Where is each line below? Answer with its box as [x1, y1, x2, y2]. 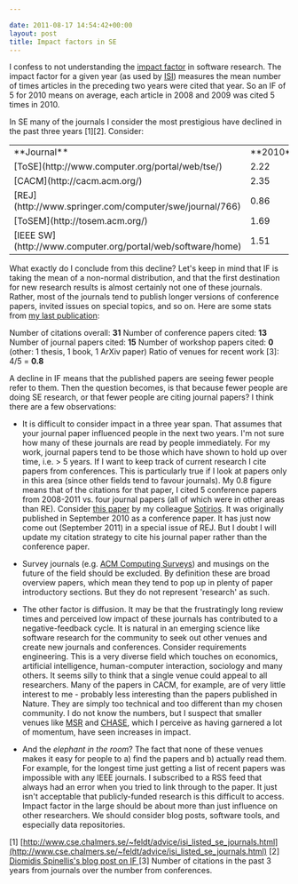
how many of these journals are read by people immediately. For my [21, 437, 271, 449]
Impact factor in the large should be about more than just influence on [21, 800, 278, 811]
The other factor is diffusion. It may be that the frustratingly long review [21, 604, 284, 615]
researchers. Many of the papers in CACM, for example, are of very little [21, 680, 286, 690]
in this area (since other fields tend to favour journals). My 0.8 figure [21, 475, 272, 486]
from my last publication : [9, 310, 100, 321]
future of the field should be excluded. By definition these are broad [21, 568, 271, 578]
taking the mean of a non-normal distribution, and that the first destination [9, 273, 280, 283]
